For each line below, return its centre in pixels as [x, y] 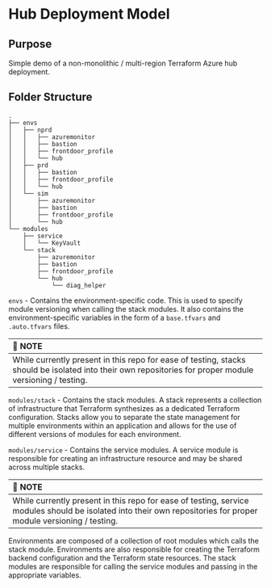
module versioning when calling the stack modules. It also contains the [126, 309]
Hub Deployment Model [90, 14]
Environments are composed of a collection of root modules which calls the [134, 540]
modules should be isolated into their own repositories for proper [135, 510]
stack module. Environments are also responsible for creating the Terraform [134, 549]
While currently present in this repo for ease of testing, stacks [129, 359]
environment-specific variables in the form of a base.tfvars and [115, 317]
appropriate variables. [45, 575]
